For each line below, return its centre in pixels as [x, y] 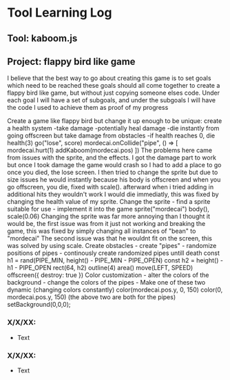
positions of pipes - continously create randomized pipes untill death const [114, 253]
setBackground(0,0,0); [39, 305]
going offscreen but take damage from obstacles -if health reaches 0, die [111, 135]
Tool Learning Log [60, 13]
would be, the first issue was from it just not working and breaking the [106, 224]
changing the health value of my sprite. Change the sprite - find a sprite [109, 202]
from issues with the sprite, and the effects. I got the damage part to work [112, 158]
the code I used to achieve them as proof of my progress [88, 108]
